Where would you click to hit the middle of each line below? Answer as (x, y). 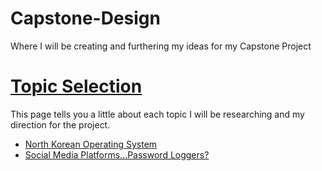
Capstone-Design (85, 18)
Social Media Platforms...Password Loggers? (117, 154)
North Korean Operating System (91, 144)
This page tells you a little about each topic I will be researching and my (157, 114)
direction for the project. (60, 124)
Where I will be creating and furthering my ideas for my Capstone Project (161, 46)
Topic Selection (76, 86)
